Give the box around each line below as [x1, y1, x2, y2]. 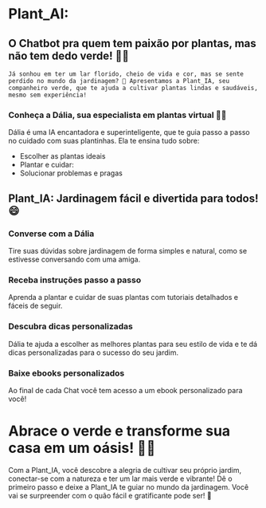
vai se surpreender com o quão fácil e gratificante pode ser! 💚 [8, 490, 213, 500]
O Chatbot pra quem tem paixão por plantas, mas [8, 37, 256, 50]
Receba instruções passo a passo [8, 274, 142, 286]
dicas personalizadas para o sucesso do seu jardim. [8, 348, 179, 357]
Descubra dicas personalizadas [8, 321, 134, 332]
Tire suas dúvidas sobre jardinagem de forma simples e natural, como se [8, 246, 248, 255]
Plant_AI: [8, 5, 69, 23]
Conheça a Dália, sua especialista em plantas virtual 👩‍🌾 [8, 109, 227, 120]
